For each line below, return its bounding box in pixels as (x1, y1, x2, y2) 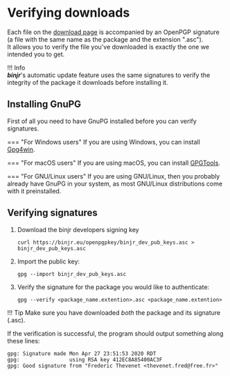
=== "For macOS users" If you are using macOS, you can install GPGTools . (7, 158, 220, 167)
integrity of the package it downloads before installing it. (7, 78, 168, 86)
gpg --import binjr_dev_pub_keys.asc (17, 270, 127, 277)
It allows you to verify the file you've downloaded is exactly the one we (7, 42, 210, 51)
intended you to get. (7, 50, 65, 58)
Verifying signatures (7, 207, 98, 219)
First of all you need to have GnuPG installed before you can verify (7, 117, 197, 125)
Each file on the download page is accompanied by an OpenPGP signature (7, 28, 220, 36)
